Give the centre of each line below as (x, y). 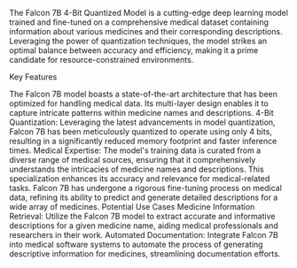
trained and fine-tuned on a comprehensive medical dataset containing (139, 22)
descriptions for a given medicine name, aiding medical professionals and (144, 226)
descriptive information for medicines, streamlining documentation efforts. (145, 254)
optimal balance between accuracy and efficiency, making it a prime (134, 50)
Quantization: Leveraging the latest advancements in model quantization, (143, 122)
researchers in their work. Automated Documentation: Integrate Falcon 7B (144, 235)
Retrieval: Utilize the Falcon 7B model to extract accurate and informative (142, 216)
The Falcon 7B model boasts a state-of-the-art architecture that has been (143, 94)
